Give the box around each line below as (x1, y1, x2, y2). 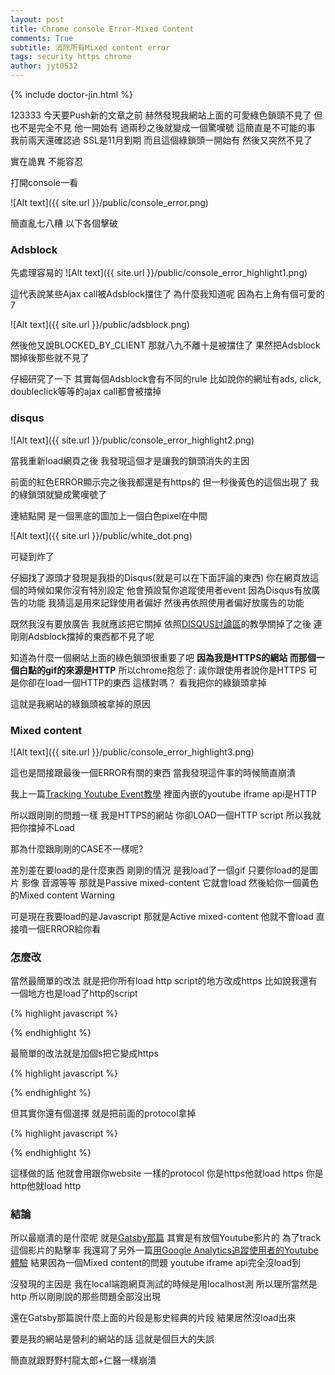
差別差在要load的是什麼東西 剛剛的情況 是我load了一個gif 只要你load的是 (10, 864, 310, 876)
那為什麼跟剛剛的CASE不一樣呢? (10, 842, 144, 855)
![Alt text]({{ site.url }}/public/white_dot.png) (10, 529, 193, 541)
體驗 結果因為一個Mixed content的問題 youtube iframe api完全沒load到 (10, 1257, 302, 1269)
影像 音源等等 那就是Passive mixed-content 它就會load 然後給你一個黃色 (21, 876, 319, 888)
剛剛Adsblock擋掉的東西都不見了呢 (10, 630, 155, 642)
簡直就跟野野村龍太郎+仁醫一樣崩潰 (10, 1354, 157, 1366)
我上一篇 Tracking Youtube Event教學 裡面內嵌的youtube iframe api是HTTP (10, 787, 317, 800)
